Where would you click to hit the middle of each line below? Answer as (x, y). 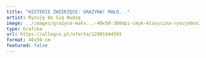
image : (15, 23)
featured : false (27, 46)
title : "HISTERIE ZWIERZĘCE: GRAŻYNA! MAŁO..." (68, 12)
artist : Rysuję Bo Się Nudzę (44, 18)
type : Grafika (25, 29)
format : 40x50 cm (29, 40)
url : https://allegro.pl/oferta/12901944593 (64, 34)
